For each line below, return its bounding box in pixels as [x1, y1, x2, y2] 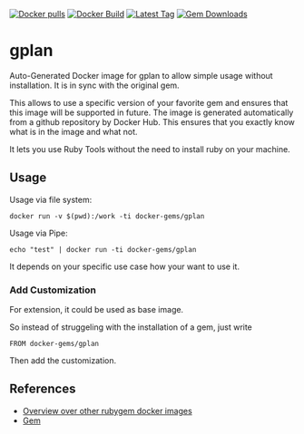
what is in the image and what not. [9, 126, 138, 137]
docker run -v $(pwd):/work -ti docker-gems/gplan [9, 211, 205, 221]
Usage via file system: [9, 194, 93, 205]
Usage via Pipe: [9, 227, 68, 238]
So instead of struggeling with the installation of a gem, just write [9, 322, 252, 333]
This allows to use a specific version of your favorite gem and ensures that [9, 97, 289, 108]
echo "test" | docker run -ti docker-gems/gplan [9, 245, 197, 254]
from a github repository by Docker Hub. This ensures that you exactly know [9, 116, 295, 127]
